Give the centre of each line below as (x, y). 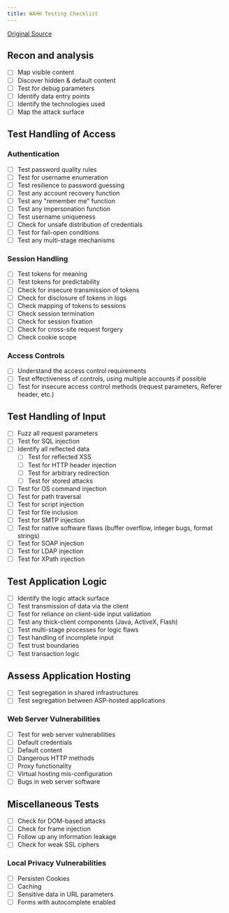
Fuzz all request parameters (58, 433)
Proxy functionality (44, 766)
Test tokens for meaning (52, 274)
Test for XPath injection (51, 559)
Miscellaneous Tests (53, 804)
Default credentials (45, 742)
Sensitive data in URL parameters (65, 894)
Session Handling (38, 259)
